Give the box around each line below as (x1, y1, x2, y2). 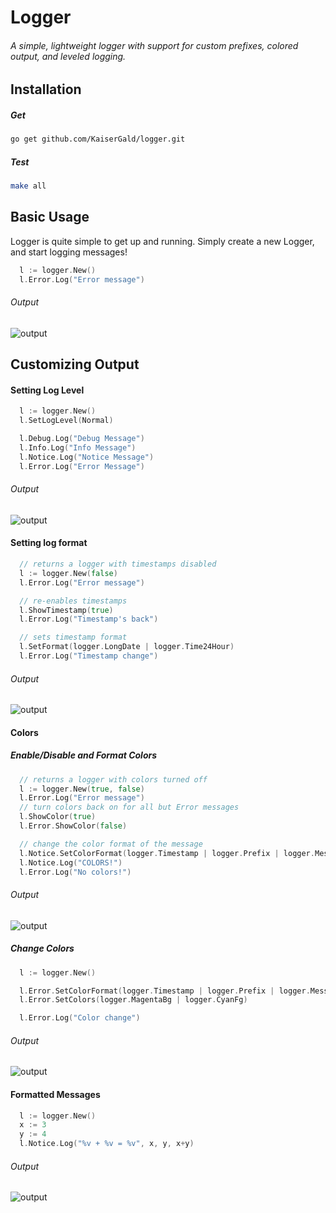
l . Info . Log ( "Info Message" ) (19, 443, 137, 453)
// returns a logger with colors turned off (19, 774, 208, 785)
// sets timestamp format (19, 632, 128, 643)
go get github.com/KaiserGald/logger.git (10, 134, 186, 145)
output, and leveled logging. (10, 50, 127, 62)
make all (10, 181, 47, 191)
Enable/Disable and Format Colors (10, 749, 158, 761)
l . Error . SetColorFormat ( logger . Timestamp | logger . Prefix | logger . (19, 986, 311, 996)
